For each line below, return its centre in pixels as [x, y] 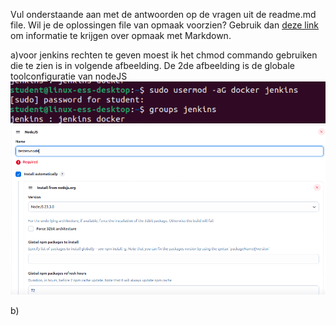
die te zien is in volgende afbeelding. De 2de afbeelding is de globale [152, 65]
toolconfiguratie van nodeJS [69, 76]
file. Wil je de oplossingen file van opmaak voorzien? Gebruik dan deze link [165, 25]
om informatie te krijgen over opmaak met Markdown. [121, 35]
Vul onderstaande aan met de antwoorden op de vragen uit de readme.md [163, 14]
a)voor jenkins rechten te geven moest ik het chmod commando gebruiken [164, 55]
